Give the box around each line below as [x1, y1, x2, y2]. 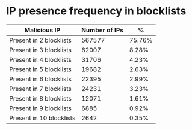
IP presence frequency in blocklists [6, 4, 187, 18]
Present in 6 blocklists [9, 75, 72, 83]
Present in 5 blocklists [9, 65, 72, 73]
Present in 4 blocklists [9, 55, 72, 64]
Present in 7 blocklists [9, 84, 72, 93]
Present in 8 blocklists [9, 94, 72, 102]
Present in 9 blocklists [9, 104, 72, 112]
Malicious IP [24, 26, 61, 34]
